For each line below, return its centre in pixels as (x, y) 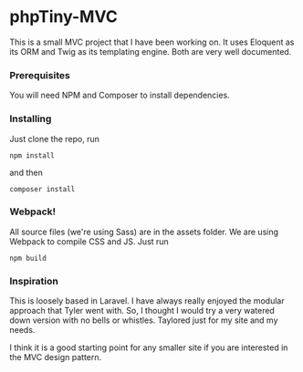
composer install (42, 189)
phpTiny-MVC (64, 17)
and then (26, 172)
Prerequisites (40, 75)
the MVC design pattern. (56, 357)
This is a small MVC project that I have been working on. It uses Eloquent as (152, 42)
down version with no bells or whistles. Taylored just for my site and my (144, 320)
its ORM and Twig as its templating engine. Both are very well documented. (151, 51)
